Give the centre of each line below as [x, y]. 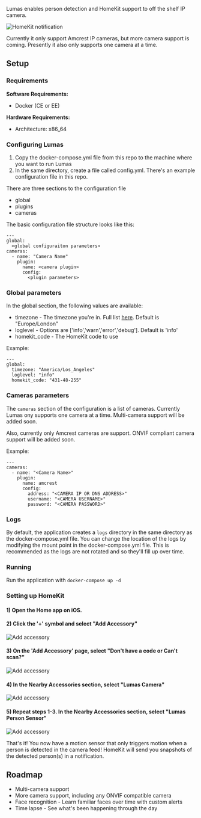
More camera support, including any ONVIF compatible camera [93, 796]
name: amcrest [40, 483]
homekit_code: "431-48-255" [47, 380]
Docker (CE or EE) [37, 105]
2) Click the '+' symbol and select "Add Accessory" [72, 624]
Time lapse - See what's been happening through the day [86, 808]
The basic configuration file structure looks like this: [70, 224]
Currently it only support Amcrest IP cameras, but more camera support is [98, 38]
